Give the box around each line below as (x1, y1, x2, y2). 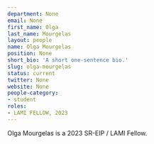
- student (7, 96, 37, 104)
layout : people (7, 37, 53, 44)
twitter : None (7, 76, 50, 84)
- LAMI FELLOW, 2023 (7, 109, 69, 116)
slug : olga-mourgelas (7, 63, 72, 70)
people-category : (7, 89, 59, 96)
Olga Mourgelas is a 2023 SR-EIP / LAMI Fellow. (7, 128, 148, 137)
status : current (7, 70, 55, 77)
